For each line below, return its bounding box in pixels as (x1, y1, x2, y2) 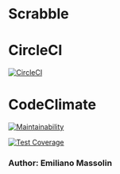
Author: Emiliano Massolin (8, 157, 113, 168)
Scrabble (8, 5, 69, 23)
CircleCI (8, 42, 63, 60)
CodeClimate (8, 96, 97, 114)
